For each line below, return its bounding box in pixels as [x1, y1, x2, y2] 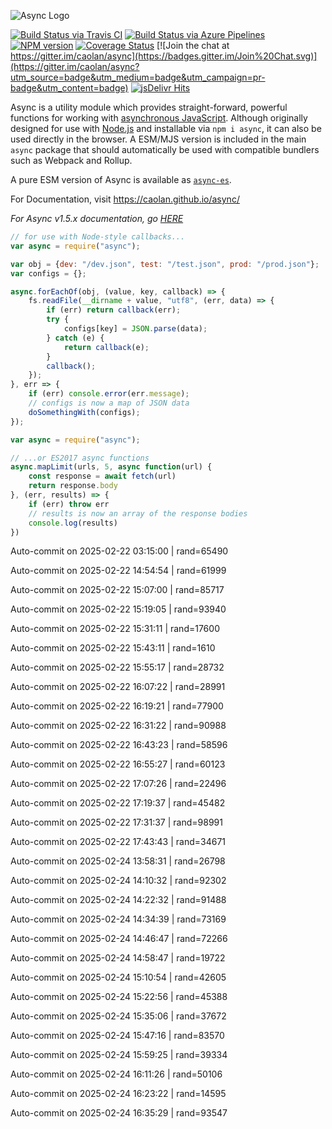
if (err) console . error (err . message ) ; [28, 389, 190, 399]
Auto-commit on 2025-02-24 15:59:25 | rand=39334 [10, 1049, 228, 1061]
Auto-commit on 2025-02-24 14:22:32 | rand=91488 [10, 894, 227, 906]
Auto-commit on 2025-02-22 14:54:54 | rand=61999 [10, 565, 227, 577]
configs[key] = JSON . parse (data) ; [63, 324, 208, 334]
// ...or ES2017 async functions [10, 453, 150, 463]
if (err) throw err [28, 499, 110, 509]
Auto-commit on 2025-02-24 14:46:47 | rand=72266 [10, 933, 228, 945]
